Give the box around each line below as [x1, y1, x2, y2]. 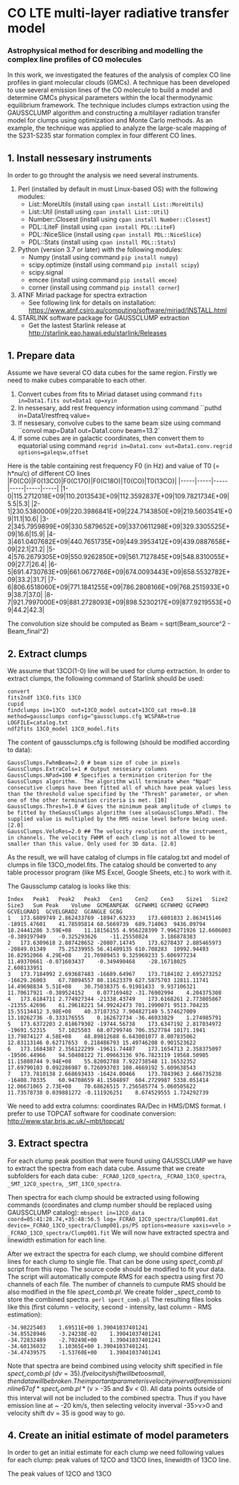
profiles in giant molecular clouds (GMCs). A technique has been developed [7, 78, 230, 87]
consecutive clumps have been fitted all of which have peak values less [7, 784, 232, 791]
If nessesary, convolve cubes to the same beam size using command [17, 419, 221, 427]
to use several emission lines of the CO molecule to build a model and [7, 86, 213, 94]
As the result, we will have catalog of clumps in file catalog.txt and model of [7, 852, 230, 861]
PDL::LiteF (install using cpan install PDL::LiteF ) [28, 223, 176, 231]
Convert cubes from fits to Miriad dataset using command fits [17, 390, 203, 399]
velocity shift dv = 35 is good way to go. [7, 1409, 126, 1417]
